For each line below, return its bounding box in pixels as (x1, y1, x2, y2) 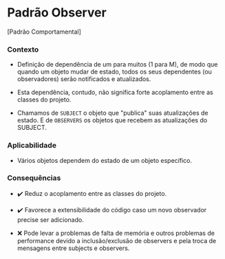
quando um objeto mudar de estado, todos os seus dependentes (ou (17, 67, 212, 76)
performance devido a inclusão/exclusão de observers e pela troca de (17, 236, 217, 245)
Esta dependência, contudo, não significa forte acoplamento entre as (17, 88, 213, 97)
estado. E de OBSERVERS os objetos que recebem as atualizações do (17, 116, 208, 124)
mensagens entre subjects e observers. (17, 244, 130, 252)
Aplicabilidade (7, 141, 57, 150)
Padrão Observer (7, 5, 107, 21)
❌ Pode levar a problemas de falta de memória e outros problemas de (17, 229, 215, 237)
